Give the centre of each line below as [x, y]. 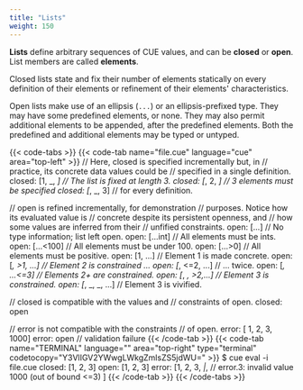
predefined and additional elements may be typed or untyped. [124, 134]
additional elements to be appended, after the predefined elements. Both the [151, 125]
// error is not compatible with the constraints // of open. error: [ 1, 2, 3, [141, 329]
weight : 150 [32, 26]
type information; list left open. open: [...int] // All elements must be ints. [143, 236]
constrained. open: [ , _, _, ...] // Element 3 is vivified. [106, 284]
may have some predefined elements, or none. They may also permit [137, 115]
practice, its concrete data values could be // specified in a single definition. [150, 171]
